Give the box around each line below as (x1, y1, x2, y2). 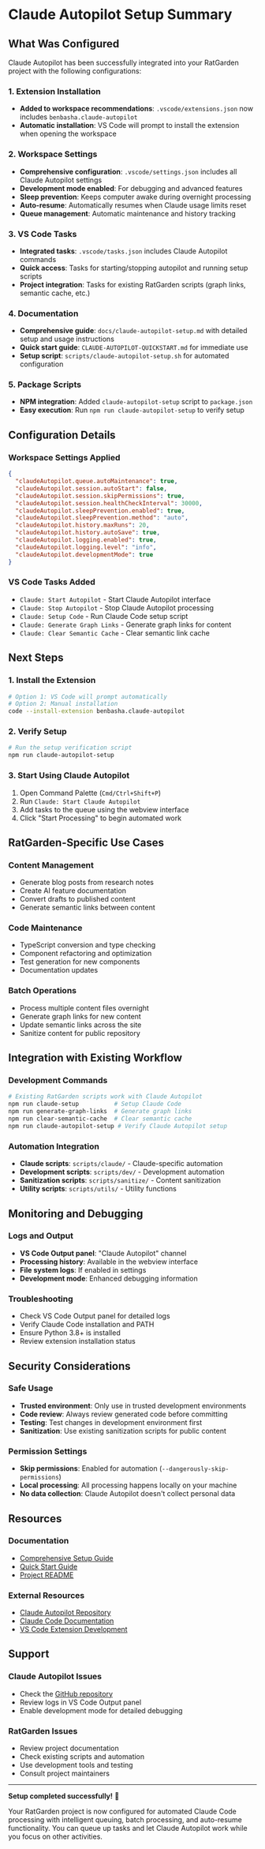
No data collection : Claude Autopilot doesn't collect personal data (19, 1489, 236, 1498)
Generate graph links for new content (19, 1011, 142, 1021)
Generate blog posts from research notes (19, 878, 154, 887)
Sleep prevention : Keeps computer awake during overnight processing (19, 192, 252, 201)
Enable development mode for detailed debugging (19, 1705, 183, 1715)
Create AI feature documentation (19, 886, 127, 895)
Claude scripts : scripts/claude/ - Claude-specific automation (19, 1159, 223, 1168)
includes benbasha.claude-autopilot (19, 112, 138, 122)
